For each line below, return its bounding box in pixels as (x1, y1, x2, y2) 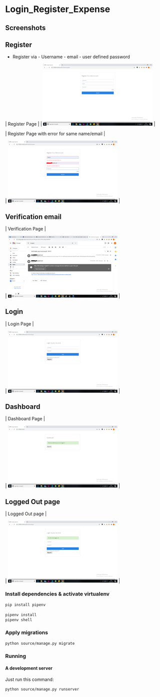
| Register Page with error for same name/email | (5, 131, 105, 137)
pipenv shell (5, 618, 32, 623)
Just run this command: (5, 676, 54, 682)
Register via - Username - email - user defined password (12, 54, 130, 60)
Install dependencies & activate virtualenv (5, 590, 110, 597)
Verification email (5, 212, 61, 221)
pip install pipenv (5, 603, 46, 608)
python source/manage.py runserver (5, 686, 79, 691)
